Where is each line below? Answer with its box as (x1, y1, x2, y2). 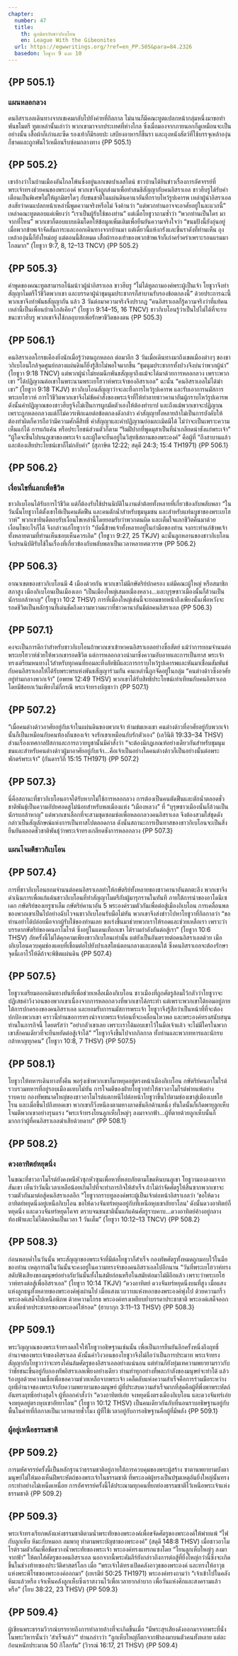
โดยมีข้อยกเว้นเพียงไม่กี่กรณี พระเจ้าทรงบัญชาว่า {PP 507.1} (8, 683, 149, 691)
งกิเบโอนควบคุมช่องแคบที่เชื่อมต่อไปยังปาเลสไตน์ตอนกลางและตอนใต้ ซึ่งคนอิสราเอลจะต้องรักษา (8, 941, 229, 950)
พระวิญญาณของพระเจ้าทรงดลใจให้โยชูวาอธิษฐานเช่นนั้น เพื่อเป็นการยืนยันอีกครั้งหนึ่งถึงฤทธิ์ (8, 1342, 219, 1351)
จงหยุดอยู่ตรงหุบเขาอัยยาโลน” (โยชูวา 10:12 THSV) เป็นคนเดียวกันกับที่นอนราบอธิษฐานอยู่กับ (8, 1398, 229, 1407)
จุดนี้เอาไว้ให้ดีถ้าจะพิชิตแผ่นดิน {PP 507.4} (8, 949, 113, 958)
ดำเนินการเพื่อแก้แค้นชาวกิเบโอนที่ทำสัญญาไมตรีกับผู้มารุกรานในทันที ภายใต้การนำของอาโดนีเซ (8, 893, 227, 901)
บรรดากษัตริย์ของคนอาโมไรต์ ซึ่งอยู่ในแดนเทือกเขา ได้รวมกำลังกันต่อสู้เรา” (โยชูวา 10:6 (8, 925, 211, 933)
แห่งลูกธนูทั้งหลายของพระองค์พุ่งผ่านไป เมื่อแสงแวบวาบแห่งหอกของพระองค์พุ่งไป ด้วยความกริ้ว (8, 1286, 226, 1295)
